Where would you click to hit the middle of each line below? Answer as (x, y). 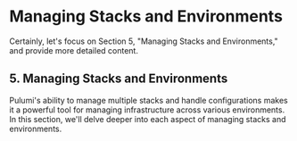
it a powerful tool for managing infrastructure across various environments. (147, 110)
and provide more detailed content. (74, 50)
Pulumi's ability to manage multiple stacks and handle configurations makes (148, 100)
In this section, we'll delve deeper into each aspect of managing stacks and (148, 119)
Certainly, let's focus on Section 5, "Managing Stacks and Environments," (144, 41)
